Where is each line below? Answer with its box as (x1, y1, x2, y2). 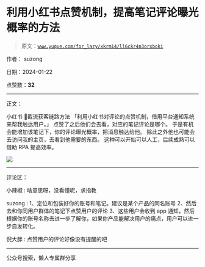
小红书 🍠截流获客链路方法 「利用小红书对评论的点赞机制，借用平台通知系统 (6, 112, 195, 120)
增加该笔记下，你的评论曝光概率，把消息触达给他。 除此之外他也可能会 (16, 128, 195, 135)
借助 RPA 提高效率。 (6, 143, 57, 150)
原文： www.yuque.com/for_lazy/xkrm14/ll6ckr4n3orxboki (21, 42, 164, 49)
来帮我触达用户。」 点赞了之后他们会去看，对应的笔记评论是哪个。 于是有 (6, 120, 189, 128)
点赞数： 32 (6, 81, 35, 89)
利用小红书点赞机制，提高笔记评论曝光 (6, 5, 200, 20)
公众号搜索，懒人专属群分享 (6, 254, 76, 262)
